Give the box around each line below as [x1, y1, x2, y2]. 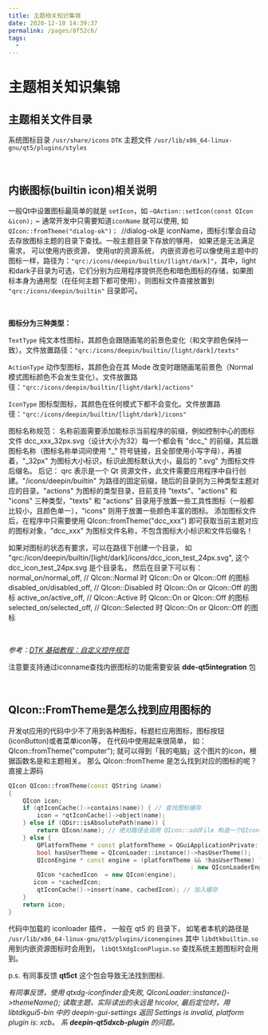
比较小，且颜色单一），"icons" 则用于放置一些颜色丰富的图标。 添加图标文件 [8, 506, 257, 515]
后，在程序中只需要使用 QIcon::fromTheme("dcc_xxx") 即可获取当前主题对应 [8, 516, 259, 525]
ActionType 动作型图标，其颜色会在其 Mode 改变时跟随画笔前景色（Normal [8, 362, 254, 371]
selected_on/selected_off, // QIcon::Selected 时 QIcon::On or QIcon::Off [8, 602, 242, 612]
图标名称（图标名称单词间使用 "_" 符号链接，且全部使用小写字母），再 [8, 446, 235, 455]
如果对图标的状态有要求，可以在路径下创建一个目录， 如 [8, 542, 192, 552]
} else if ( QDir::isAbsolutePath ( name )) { [22, 819, 166, 827]
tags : [8, 34, 26, 42]
